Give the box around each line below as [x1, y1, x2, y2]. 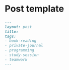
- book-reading [5, 38, 37, 43]
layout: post [5, 24, 32, 29]
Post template [5, 3, 64, 15]
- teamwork [5, 57, 28, 62]
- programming [5, 48, 35, 53]
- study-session [5, 52, 39, 58]
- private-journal [5, 43, 43, 48]
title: [5, 29, 19, 34]
